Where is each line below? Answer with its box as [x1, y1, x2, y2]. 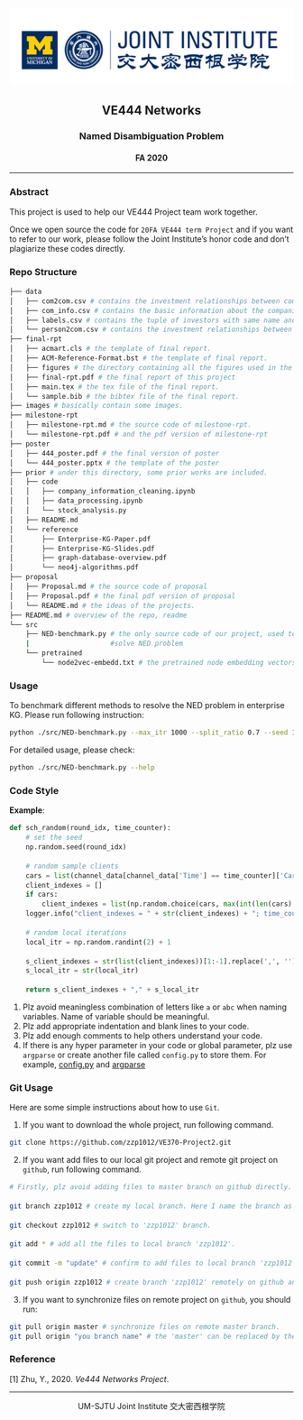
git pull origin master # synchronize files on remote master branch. [9, 1322, 280, 1332]
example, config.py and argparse [22, 1059, 146, 1070]
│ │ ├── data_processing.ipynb [9, 496, 143, 506]
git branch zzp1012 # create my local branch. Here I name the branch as [9, 1202, 293, 1211]
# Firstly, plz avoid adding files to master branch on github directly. [9, 1183, 293, 1192]
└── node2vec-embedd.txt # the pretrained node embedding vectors [41, 659, 297, 668]
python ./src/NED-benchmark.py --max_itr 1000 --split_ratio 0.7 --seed [9, 728, 289, 737]
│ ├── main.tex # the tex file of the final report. [9, 382, 220, 392]
